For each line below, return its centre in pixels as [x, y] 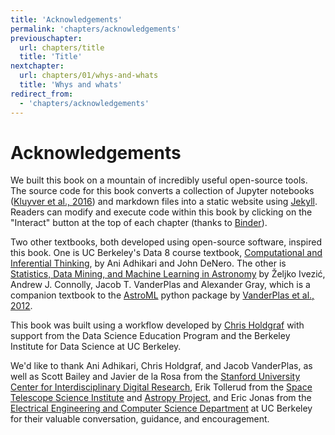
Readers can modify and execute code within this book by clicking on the [161, 212]
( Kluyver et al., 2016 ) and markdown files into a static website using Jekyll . [164, 202]
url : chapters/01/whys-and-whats [89, 76]
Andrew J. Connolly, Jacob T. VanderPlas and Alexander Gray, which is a [160, 285]
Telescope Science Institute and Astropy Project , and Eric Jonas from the [161, 398]
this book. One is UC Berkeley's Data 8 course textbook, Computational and [166, 253]
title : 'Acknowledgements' [66, 19]
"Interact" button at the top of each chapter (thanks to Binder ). [139, 223]
